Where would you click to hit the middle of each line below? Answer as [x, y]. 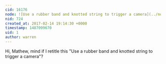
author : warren [21, 37]
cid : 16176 [16, 10]
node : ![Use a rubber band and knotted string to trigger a [68, 14]
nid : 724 [14, 19]
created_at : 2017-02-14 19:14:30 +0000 [46, 23]
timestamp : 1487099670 [28, 28]
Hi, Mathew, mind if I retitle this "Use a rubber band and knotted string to [79, 51]
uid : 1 [12, 32]
